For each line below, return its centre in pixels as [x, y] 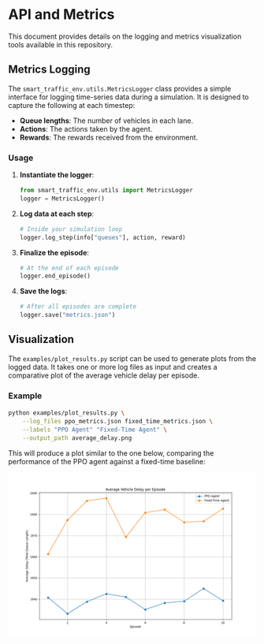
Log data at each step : [57, 214]
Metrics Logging [49, 70]
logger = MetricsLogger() [62, 199]
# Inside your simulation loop [71, 229]
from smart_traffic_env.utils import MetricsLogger [106, 191]
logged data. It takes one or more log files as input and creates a [113, 367]
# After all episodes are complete [78, 307]
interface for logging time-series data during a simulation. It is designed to [129, 97]
